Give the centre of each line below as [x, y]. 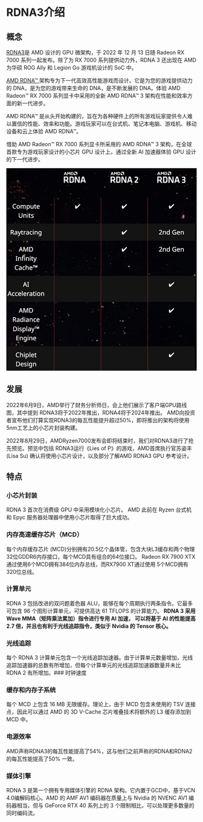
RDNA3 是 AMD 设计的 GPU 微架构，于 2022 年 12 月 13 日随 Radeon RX [95, 52]
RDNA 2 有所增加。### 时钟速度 [47, 673]
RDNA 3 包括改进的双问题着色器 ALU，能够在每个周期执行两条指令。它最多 [100, 603]
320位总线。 [22, 571]
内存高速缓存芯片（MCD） [45, 534]
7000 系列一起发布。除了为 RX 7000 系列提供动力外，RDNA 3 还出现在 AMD [101, 60]
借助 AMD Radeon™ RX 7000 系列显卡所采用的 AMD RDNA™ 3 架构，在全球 [99, 144]
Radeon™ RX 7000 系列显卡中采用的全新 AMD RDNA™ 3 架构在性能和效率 [97, 96]
